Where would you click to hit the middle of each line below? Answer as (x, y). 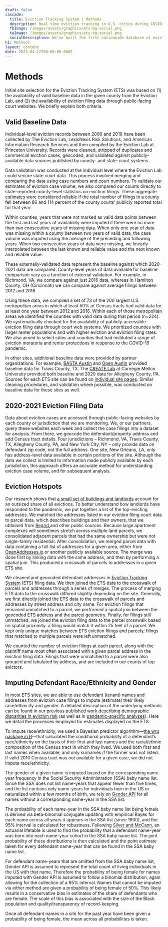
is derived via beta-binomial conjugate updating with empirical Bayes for (80, 814)
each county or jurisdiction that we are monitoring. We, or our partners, (78, 423)
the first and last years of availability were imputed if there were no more (80, 223)
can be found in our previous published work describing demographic (77, 711)
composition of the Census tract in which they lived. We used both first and (83, 747)
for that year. (18, 208)
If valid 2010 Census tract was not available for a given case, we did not (79, 758)
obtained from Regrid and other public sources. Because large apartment (80, 525)
